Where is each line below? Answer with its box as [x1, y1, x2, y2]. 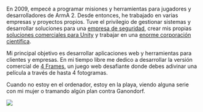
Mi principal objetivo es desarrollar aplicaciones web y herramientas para [6, 50, 192, 57]
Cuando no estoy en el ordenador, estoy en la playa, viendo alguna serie [6, 81, 189, 88]
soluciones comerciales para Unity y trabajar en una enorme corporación [6, 31, 191, 39]
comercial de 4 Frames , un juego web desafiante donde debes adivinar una [6, 62, 197, 70]
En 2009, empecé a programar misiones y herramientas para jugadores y [6, 6, 191, 12]
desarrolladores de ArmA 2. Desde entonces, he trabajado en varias [6, 12, 178, 19]
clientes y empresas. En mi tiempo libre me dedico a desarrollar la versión [6, 56, 193, 63]
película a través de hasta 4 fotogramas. [6, 69, 109, 76]
